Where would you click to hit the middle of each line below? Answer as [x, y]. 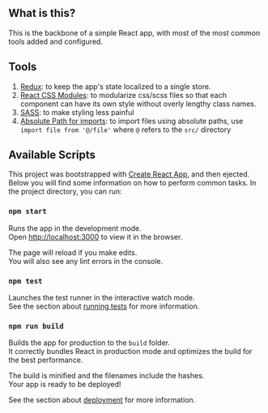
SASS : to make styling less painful [77, 112]
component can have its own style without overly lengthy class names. [138, 104]
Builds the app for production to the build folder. [89, 343]
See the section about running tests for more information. [104, 306]
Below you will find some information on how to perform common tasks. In [132, 183]
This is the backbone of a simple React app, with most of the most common [134, 32]
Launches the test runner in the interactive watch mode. [102, 298]
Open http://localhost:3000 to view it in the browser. [96, 236]
